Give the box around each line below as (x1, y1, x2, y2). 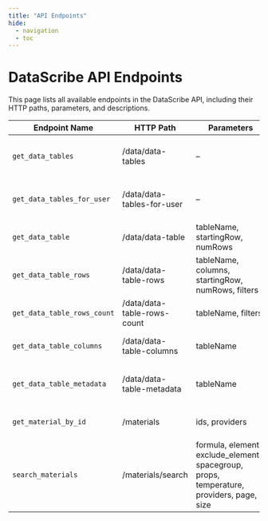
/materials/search (122, 469, 189, 480)
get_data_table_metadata (12, 380, 107, 388)
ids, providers (195, 416, 247, 428)
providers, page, (195, 489, 258, 500)
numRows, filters (195, 284, 259, 296)
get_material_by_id (12, 417, 86, 427)
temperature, (195, 479, 245, 491)
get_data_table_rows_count (12, 308, 115, 318)
